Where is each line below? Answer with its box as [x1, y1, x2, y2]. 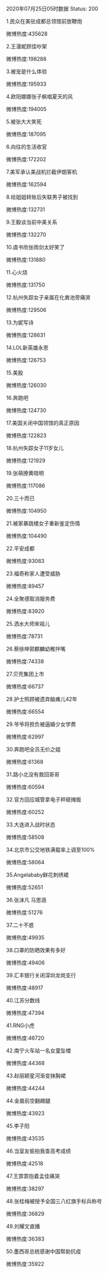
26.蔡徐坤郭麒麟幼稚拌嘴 [6, 646, 66, 652]
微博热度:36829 [6, 1210, 45, 1217]
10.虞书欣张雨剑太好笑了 [6, 244, 65, 250]
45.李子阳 [6, 1122, 30, 1129]
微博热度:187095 [6, 131, 46, 138]
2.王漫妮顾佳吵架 [6, 43, 47, 50]
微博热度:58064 [6, 859, 45, 865]
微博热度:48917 [6, 984, 44, 991]
